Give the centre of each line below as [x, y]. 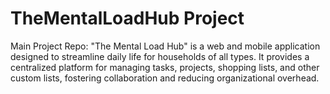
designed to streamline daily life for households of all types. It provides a [160, 56]
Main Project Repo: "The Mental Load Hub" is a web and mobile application [165, 46]
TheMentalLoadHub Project [127, 18]
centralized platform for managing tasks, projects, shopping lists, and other [165, 67]
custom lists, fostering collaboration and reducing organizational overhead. [165, 78]
